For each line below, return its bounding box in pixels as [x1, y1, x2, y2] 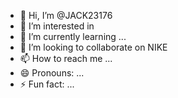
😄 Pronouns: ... [19, 67, 85, 79]
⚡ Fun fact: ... [19, 78, 75, 90]
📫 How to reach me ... [19, 53, 113, 64]
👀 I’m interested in [19, 20, 95, 32]
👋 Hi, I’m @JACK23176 [19, 10, 113, 21]
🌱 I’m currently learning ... [19, 31, 127, 42]
